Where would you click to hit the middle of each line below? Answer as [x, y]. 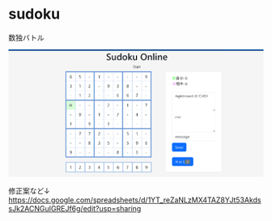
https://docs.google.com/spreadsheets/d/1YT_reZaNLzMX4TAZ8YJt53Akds [135, 200]
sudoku [34, 14]
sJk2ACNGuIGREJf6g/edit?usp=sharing [75, 208]
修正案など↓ [29, 190]
